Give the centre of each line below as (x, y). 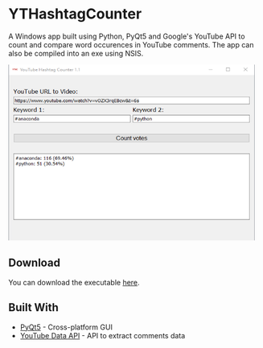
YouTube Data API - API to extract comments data (103, 335)
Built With (33, 307)
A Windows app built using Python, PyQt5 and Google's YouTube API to (127, 36)
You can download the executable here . (74, 282)
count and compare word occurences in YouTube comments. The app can (131, 44)
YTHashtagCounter (75, 14)
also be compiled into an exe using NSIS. (76, 53)
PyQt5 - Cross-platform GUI (66, 327)
